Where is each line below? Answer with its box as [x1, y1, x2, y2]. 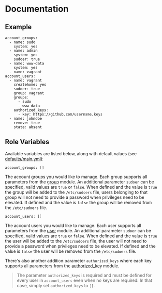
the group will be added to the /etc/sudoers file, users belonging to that [5, 189, 148, 195]
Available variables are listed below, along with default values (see [5, 150, 137, 156]
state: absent [14, 125, 42, 130]
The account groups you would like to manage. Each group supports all [5, 174, 147, 179]
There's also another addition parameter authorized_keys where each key [5, 258, 152, 263]
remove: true [14, 120, 40, 125]
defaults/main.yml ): [5, 156, 44, 162]
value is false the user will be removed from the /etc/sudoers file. [5, 248, 136, 254]
